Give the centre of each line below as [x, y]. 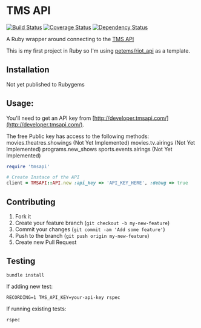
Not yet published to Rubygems [45, 84]
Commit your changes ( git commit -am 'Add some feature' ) [90, 229]
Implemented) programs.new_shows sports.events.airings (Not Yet [89, 149]
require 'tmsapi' [28, 166]
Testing [21, 261]
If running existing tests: [36, 309]
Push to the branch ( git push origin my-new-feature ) [82, 236]
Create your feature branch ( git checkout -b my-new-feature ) [92, 223]
